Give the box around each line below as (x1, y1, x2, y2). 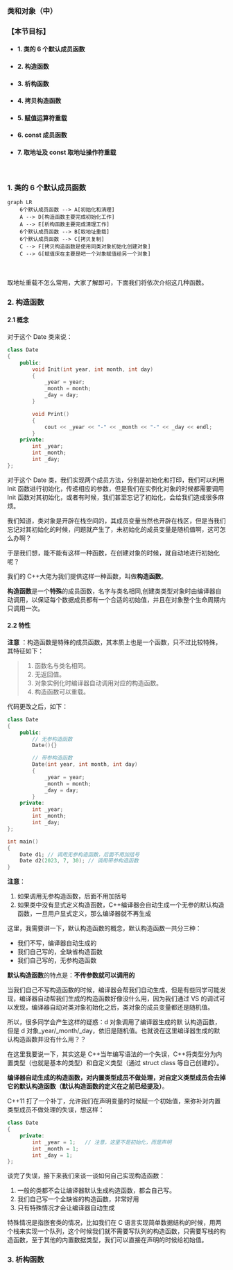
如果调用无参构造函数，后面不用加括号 (17, 892, 127, 901)
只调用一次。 (7, 604, 44, 612)
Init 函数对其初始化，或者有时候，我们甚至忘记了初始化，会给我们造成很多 (7, 493, 218, 501)
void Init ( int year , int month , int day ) (32, 366, 154, 373)
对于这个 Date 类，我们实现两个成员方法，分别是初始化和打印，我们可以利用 (7, 476, 225, 484)
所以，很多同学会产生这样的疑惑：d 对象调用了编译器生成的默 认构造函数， (7, 1018, 221, 1026)
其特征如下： (7, 646, 44, 655)
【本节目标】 (7, 26, 51, 36)
